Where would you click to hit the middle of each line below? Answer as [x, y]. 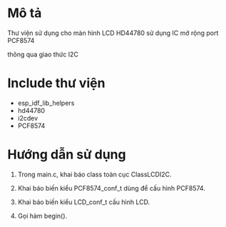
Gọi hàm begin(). [42, 216]
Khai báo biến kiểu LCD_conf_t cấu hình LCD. [84, 202]
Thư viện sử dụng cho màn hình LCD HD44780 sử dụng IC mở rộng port [113, 33]
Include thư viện [56, 83]
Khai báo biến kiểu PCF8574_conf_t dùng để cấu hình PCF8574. [111, 188]
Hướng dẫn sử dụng [67, 155]
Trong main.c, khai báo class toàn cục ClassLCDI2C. [94, 174]
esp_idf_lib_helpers [46, 103]
